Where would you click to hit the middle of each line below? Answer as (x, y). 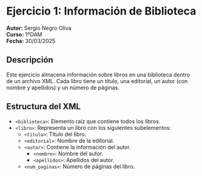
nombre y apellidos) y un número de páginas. (63, 87)
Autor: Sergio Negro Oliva (39, 28)
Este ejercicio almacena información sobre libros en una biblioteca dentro (98, 75)
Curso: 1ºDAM (24, 34)
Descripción (30, 60)
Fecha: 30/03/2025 (31, 41)
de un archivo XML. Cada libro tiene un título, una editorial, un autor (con (97, 81)
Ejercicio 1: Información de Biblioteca (101, 11)
